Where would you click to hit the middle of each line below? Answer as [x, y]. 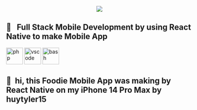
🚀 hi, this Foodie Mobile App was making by [89, 81]
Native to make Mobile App [57, 36]
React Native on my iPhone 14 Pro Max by [84, 90]
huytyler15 [26, 100]
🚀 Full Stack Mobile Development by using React [98, 27]
